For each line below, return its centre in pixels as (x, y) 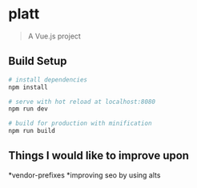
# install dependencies (48, 80)
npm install (28, 87)
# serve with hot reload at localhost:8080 (82, 102)
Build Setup (38, 61)
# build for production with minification (80, 124)
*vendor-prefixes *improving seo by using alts (84, 175)
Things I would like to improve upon (99, 156)
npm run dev (28, 109)
